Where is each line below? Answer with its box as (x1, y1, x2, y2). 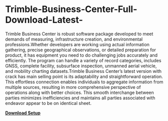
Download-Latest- (5, 14, 83, 26)
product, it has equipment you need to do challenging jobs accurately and (5, 52, 158, 58)
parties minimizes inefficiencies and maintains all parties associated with (5, 94, 155, 101)
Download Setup (5, 109, 41, 116)
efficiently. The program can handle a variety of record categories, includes (5, 57, 161, 63)
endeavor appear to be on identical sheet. (5, 100, 92, 106)
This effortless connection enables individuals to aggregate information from (5, 79, 163, 85)
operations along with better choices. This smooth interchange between (5, 89, 154, 95)
